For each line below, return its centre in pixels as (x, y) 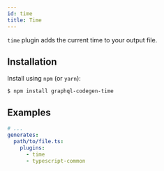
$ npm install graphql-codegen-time (60, 91)
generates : (23, 135)
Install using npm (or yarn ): (44, 79)
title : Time (24, 20)
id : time (20, 14)
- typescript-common (55, 161)
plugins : (32, 148)
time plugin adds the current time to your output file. (82, 40)
